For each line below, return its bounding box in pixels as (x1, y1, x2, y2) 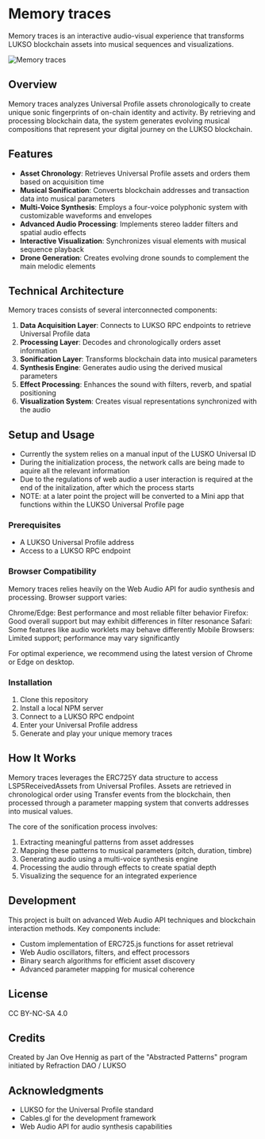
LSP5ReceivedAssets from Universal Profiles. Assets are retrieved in (8, 781, 232, 790)
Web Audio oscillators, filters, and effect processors (19, 947, 190, 957)
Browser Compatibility (8, 566, 97, 577)
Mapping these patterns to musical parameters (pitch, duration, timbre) (19, 845, 252, 855)
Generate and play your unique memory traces (19, 728, 173, 739)
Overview (8, 78, 58, 91)
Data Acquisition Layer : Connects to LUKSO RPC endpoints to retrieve (19, 321, 252, 330)
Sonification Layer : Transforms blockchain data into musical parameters (19, 354, 258, 364)
